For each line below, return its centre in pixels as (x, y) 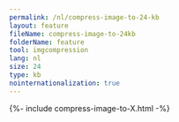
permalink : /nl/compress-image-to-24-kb (85, 17)
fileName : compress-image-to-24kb (73, 34)
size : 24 (25, 67)
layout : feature (39, 26)
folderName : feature (47, 42)
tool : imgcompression (49, 50)
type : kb (25, 75)
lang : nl (25, 58)
